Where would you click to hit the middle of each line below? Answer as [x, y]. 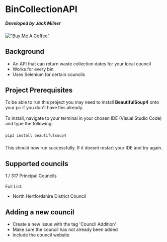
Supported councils [37, 164]
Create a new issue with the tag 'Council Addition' [64, 224]
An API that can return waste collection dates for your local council [82, 63]
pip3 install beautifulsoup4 [36, 136]
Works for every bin [33, 69]
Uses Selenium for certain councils [49, 74]
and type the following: [29, 124]
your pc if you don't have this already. [45, 108]
